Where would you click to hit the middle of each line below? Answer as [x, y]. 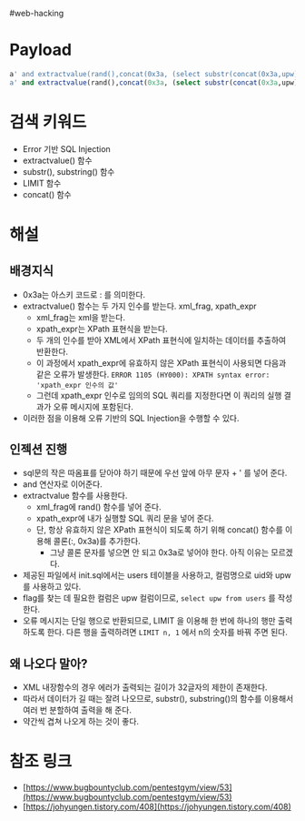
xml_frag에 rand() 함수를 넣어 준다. [98, 507]
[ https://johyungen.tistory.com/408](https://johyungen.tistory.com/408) [157, 807]
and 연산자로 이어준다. [62, 484]
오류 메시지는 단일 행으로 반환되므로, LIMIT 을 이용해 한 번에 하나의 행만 [149, 621]
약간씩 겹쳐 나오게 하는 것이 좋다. [80, 722]
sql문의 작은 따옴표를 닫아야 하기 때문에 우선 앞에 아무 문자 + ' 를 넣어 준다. [155, 473]
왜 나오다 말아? [49, 664]
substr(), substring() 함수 [69, 171]
